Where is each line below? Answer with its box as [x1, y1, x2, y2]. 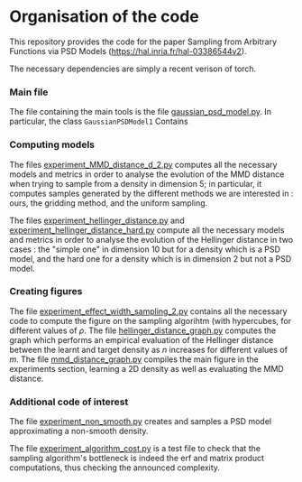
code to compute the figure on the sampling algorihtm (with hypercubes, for [9, 315, 292, 326]
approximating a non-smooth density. [9, 426, 149, 437]
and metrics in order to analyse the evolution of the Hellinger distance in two [9, 234, 294, 245]
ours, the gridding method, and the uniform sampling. [9, 197, 208, 209]
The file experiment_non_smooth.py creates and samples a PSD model [9, 416, 272, 427]
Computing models [9, 138, 95, 151]
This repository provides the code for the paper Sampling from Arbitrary [9, 36, 278, 47]
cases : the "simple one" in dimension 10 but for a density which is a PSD [9, 244, 281, 255]
